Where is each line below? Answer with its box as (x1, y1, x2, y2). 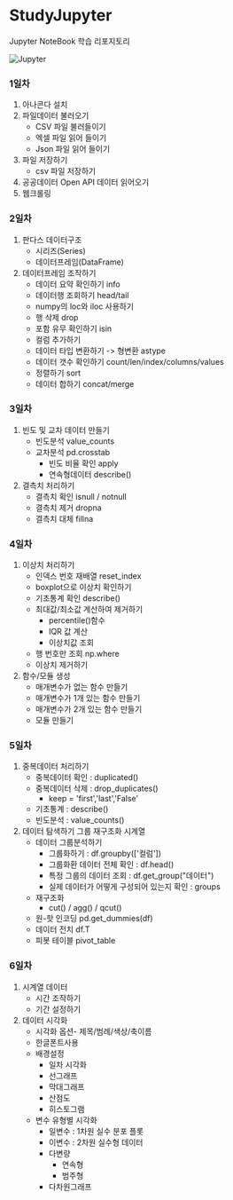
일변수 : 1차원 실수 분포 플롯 (48, 1125, 144, 1136)
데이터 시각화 (21, 1014, 68, 1025)
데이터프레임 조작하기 (21, 267, 97, 278)
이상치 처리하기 (21, 560, 75, 571)
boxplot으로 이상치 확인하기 (35, 582, 132, 593)
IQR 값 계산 (48, 627, 89, 637)
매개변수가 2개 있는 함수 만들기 (35, 704, 143, 714)
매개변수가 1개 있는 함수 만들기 (35, 693, 141, 704)
